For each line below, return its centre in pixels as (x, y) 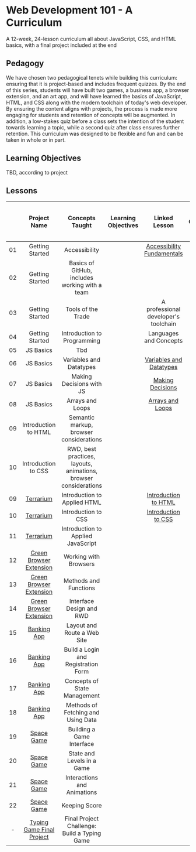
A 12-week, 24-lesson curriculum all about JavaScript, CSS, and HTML (91, 39)
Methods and (82, 581)
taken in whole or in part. (36, 140)
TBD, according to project (37, 172)
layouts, (82, 464)
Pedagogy (25, 64)
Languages (163, 333)
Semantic (82, 418)
